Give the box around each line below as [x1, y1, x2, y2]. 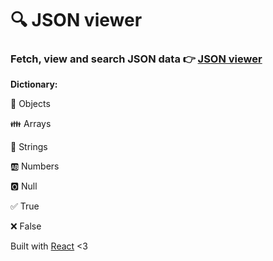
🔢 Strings [10, 141, 48, 153]
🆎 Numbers [10, 160, 60, 172]
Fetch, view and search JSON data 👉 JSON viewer [10, 52, 263, 66]
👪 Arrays [10, 118, 52, 130]
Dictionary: [10, 78, 58, 91]
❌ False [10, 220, 42, 232]
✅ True [10, 200, 40, 212]
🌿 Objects [10, 98, 51, 110]
